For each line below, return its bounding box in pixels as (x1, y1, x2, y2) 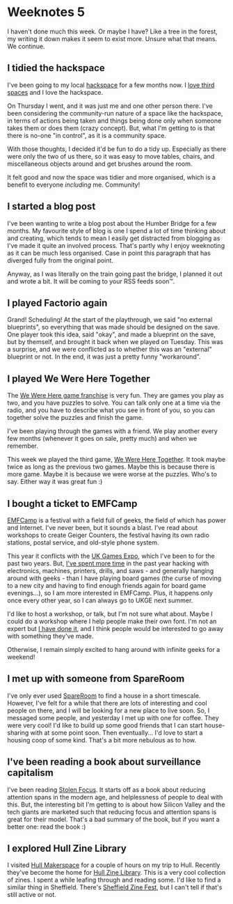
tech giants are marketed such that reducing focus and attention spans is (7, 807, 217, 816)
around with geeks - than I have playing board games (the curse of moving (7, 574, 222, 582)
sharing (7, 728, 29, 737)
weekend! (7, 653, 35, 661)
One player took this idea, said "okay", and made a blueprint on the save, (7, 330, 216, 338)
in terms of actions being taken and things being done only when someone (7, 116, 222, 125)
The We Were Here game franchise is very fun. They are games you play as (7, 391, 224, 400)
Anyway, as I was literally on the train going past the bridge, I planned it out (7, 270, 223, 278)
